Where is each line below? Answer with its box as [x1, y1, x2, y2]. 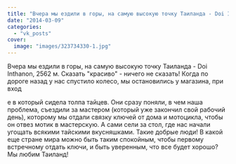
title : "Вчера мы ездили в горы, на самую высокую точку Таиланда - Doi [7, 10, 225, 18]
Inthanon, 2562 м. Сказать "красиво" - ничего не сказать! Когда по [7, 69, 209, 78]
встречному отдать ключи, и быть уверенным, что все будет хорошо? [7, 143, 219, 151]
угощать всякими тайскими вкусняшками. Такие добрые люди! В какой [7, 128, 223, 136]
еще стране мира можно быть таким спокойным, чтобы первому [7, 135, 204, 144]
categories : [7, 23, 42, 30]
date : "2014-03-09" [7, 17, 65, 24]
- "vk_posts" [13, 29, 52, 37]
